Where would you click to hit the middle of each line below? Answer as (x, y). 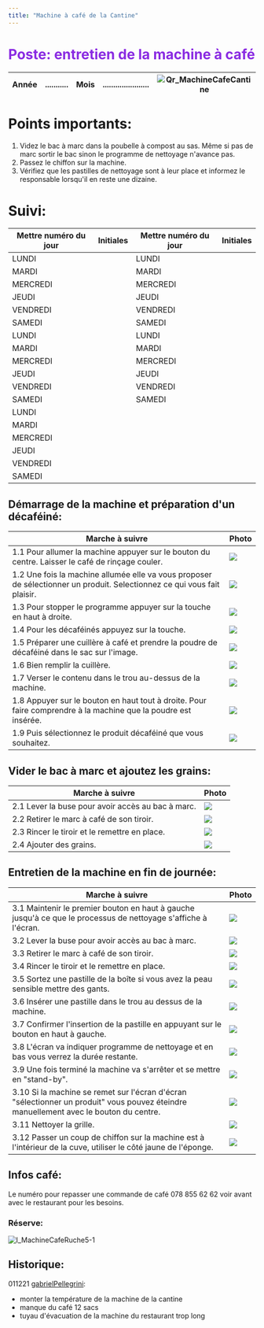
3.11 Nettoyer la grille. (53, 1124)
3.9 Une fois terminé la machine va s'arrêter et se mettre (116, 1069)
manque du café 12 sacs (59, 1307)
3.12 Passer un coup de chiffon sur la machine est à (108, 1137)
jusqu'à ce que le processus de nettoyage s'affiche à (110, 918)
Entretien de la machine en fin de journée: (112, 873)
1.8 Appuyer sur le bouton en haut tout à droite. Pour (109, 701)
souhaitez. (31, 743)
